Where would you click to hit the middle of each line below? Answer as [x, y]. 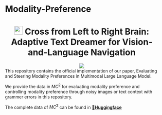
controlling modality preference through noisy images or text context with [79, 92]
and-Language [58, 53]
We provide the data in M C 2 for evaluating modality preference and [72, 86]
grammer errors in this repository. [39, 97]
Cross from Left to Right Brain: [87, 32]
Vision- [137, 42]
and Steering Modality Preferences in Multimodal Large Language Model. [78, 76]
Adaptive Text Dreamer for [66, 42]
